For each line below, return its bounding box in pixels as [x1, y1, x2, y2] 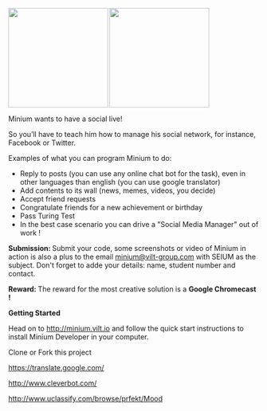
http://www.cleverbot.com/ [8, 378, 97, 388]
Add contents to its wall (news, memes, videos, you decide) [19, 186, 216, 195]
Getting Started [8, 308, 61, 318]
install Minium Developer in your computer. [8, 332, 149, 342]
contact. [8, 269, 36, 278]
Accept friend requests [19, 194, 96, 203]
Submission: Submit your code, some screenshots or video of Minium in [8, 244, 246, 252]
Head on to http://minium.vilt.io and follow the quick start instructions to [8, 323, 245, 333]
